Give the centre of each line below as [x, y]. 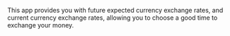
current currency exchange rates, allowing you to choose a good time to [113, 18]
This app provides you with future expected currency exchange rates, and [115, 10]
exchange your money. [41, 25]
